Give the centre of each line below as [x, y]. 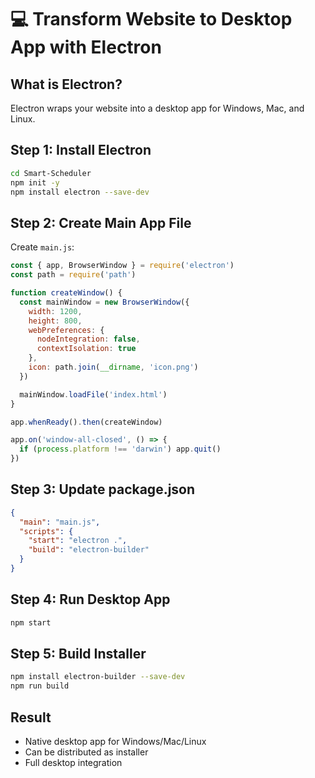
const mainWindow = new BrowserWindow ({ [104, 302]
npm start [31, 622]
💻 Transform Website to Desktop [151, 19]
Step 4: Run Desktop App [90, 599]
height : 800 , [55, 321]
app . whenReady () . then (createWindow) [86, 422]
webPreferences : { [66, 330]
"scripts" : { [46, 531]
